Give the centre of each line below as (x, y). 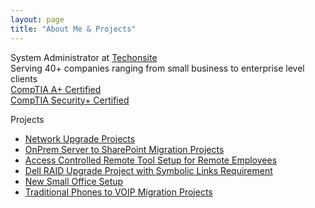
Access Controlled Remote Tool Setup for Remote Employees (151, 160)
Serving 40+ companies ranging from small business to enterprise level (157, 68)
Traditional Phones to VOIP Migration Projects (118, 192)
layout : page (37, 19)
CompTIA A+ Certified (56, 89)
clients (24, 78)
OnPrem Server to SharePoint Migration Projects (124, 149)
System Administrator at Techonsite (84, 57)
